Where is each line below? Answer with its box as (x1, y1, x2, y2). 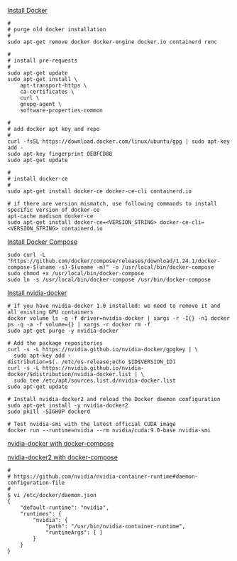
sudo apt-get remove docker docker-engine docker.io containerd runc (7, 38, 218, 46)
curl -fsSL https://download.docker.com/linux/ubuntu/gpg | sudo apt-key (7, 138, 231, 145)
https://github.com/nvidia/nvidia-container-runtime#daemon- (13, 473, 199, 480)
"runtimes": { (20, 511, 62, 518)
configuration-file (7, 479, 65, 486)
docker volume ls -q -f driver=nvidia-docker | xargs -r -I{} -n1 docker (7, 315, 231, 322)
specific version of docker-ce (7, 206, 100, 213)
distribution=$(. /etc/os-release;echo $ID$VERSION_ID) (7, 358, 176, 365)
